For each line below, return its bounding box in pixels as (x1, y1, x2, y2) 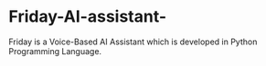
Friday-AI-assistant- (8, 6, 167, 27)
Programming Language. (8, 45, 102, 56)
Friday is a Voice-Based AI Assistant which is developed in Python (8, 36, 258, 47)
